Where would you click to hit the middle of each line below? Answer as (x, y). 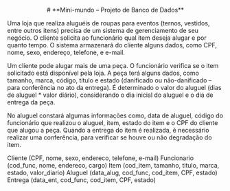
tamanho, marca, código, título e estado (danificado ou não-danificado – (110, 80)
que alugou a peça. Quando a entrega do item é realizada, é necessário (108, 130)
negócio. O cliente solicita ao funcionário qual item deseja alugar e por (107, 38)
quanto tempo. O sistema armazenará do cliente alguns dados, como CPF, (112, 45)
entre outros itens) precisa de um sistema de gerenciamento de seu (103, 31)
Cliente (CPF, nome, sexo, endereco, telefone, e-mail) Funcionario (101, 158)
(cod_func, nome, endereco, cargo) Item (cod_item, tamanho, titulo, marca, (113, 165)
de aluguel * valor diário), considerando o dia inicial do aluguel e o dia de (111, 95)
